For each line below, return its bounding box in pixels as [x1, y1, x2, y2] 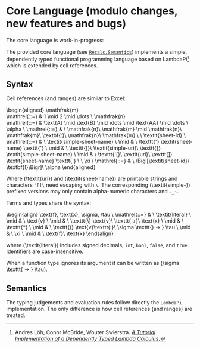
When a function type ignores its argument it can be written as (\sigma [6, 260, 180, 267]
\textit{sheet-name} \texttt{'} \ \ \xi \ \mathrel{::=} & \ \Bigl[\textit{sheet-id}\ [6, 157, 189, 165]
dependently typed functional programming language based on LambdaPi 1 [6, 54, 189, 63]
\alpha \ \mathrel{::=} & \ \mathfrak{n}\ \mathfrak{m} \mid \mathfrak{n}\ [6, 125, 182, 133]
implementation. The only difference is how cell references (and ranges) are [6, 306, 192, 313]
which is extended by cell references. [6, 61, 98, 69]
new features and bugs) [6, 17, 127, 30]
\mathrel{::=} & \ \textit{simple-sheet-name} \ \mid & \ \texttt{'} [6, 138, 160, 146]
